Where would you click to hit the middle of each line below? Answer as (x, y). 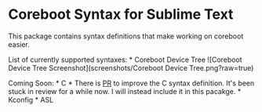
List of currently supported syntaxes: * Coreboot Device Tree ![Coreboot (125, 60)
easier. (19, 44)
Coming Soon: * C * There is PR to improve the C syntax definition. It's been (131, 83)
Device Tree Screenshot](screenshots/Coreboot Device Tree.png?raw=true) (131, 67)
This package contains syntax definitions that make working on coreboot (126, 36)
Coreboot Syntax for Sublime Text (121, 14)
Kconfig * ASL (31, 99)
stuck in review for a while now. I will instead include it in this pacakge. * (125, 91)
